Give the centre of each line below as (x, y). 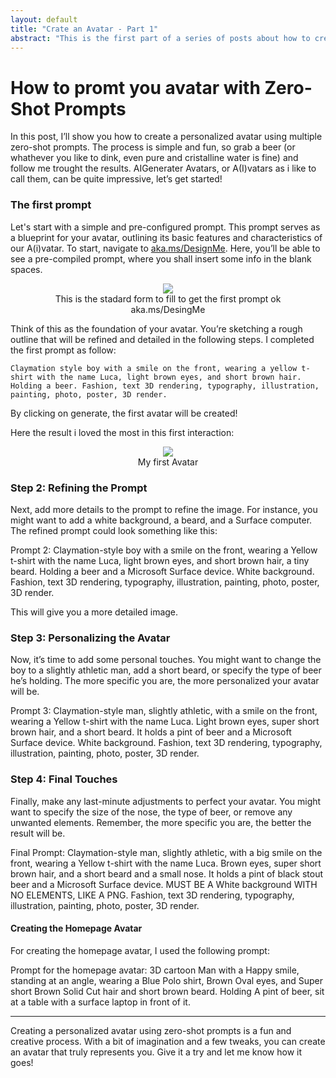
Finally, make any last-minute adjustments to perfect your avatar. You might (166, 801)
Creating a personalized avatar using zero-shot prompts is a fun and (151, 1030)
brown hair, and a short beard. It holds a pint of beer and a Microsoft (151, 732)
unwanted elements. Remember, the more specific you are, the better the (161, 822)
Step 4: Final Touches (64, 779)
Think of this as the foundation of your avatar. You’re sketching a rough (156, 328)
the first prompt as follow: (63, 350)
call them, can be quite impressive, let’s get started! (116, 179)
